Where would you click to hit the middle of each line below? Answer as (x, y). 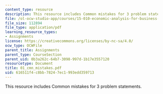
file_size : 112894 (24, 23)
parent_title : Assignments (32, 50)
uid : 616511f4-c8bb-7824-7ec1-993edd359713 (50, 73)
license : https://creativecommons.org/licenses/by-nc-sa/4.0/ (69, 41)
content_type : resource (29, 9)
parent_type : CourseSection (33, 55)
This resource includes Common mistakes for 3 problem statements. (73, 86)
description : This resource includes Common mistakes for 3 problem (76, 14)
